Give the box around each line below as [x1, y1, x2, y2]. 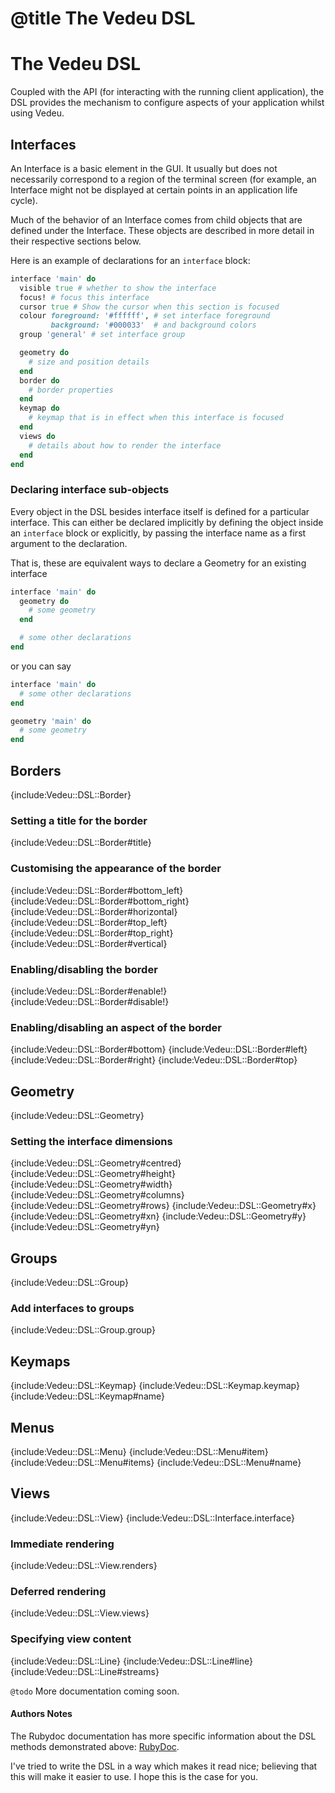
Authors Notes [10, 1708, 73, 1720]
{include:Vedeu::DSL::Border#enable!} [10, 985, 168, 997]
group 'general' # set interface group [19, 330, 186, 340]
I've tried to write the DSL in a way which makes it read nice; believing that [10, 1760, 318, 1772]
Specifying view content [10, 1632, 132, 1646]
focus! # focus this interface [19, 292, 150, 302]
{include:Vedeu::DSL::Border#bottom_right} [10, 895, 190, 907]
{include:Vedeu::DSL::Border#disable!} [10, 995, 170, 1007]
